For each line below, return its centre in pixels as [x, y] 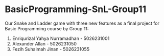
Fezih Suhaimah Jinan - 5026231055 [51, 49]
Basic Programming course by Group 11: [47, 28]
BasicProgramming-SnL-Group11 [76, 9]
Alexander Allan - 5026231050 [44, 43]
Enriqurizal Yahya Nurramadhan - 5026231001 [61, 38]
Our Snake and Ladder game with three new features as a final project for [82, 23]
